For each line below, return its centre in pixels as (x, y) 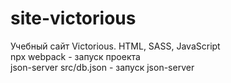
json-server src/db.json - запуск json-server (102, 67)
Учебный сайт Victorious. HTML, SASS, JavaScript (115, 46)
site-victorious (73, 18)
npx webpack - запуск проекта (75, 56)
